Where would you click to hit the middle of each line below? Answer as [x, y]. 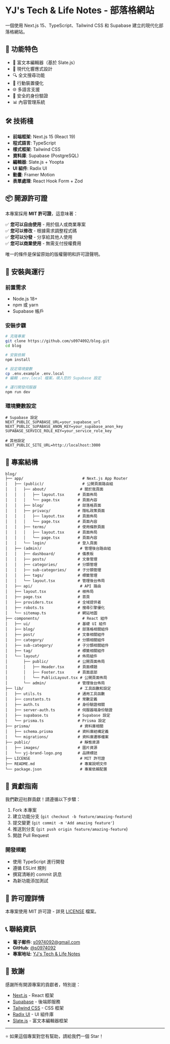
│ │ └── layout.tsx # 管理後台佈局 [55, 581]
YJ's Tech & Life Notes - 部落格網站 [80, 10]
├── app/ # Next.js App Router [67, 479]
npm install [18, 360]
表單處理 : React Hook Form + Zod [48, 181]
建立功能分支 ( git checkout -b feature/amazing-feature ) [72, 816]
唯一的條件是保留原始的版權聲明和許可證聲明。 [54, 254]
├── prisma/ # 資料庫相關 [54, 726]
